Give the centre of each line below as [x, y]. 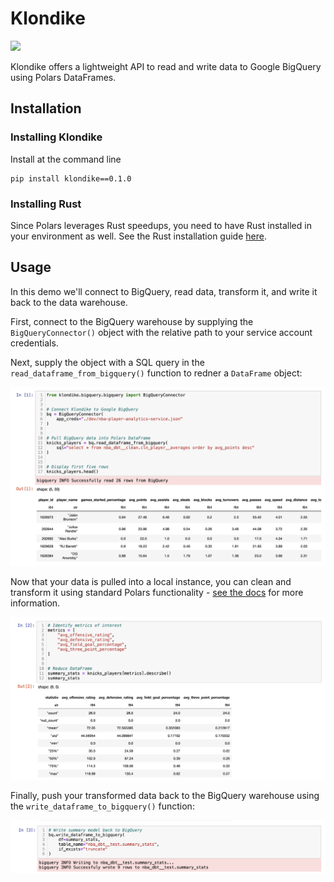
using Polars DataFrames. [63, 77]
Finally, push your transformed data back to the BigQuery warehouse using [165, 795]
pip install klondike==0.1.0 [71, 178]
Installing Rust [46, 204]
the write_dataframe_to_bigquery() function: [102, 806]
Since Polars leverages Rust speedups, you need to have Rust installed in [161, 225]
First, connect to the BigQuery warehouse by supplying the [132, 321]
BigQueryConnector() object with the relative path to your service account [161, 332]
